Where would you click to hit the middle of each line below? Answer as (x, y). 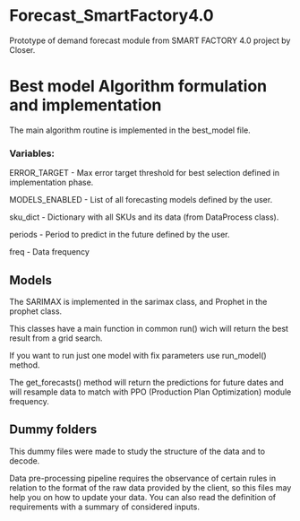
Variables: (32, 153)
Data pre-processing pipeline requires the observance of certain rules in (142, 478)
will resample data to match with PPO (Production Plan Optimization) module (150, 392)
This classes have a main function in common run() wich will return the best (149, 328)
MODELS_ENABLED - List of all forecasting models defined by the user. (141, 200)
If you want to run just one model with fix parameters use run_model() (138, 355)
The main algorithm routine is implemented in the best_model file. (130, 130)
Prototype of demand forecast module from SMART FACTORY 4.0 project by (150, 40)
